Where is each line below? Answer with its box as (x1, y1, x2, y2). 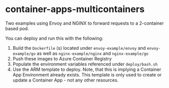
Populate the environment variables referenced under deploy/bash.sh (12, 61, 158, 67)
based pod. (5, 25, 29, 31)
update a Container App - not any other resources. (12, 77, 119, 83)
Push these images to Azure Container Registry (12, 55, 112, 61)
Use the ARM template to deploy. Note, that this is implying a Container (12, 66, 161, 72)
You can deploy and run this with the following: (5, 35, 104, 41)
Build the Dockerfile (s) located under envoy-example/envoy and (12, 45, 146, 51)
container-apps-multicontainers (5, 4, 145, 15)
